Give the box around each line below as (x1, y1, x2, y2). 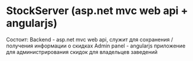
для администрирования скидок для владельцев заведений (6, 48, 158, 55)
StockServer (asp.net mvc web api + (6, 4, 188, 18)
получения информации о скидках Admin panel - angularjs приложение (6, 42, 186, 49)
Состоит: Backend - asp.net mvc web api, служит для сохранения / (6, 36, 173, 43)
